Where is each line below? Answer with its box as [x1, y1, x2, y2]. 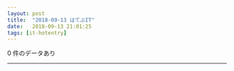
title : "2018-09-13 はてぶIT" [7, 17, 95, 23]
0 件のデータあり [7, 49, 56, 57]
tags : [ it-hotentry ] [7, 29, 68, 37]
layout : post [7, 10, 45, 17]
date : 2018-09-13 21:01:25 [7, 23, 92, 30]
